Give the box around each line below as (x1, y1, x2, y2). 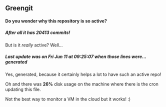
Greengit (5, 4, 33, 12)
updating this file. (5, 86, 41, 92)
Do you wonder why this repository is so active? (5, 17, 107, 24)
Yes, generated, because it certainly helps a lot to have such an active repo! (5, 71, 161, 77)
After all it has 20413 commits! (5, 29, 70, 35)
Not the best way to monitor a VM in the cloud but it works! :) (5, 96, 131, 102)
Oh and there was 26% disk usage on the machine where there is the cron (5, 81, 158, 87)
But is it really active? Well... (5, 42, 63, 48)
